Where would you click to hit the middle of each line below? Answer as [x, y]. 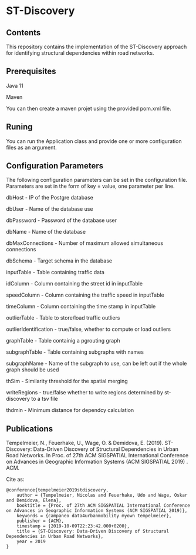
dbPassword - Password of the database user [62, 220]
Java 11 [15, 85]
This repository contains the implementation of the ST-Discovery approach [97, 46]
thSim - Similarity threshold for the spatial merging [67, 381]
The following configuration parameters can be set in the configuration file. [97, 180]
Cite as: [15, 479]
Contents [23, 33]
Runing [19, 127]
